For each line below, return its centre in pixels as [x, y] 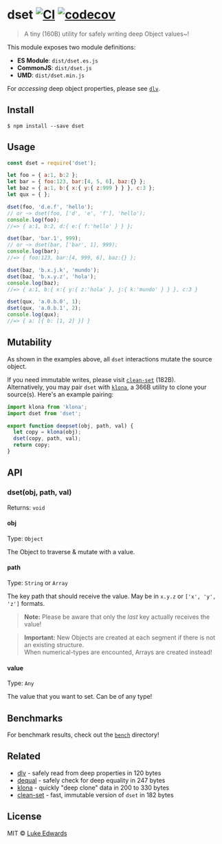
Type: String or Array [38, 582]
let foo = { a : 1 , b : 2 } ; [43, 176]
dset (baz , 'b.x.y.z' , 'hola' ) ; [52, 276]
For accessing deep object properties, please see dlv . [84, 88]
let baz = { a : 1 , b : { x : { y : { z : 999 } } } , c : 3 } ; [81, 188]
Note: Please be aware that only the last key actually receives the [117, 617]
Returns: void [26, 507]
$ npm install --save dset [46, 126]
